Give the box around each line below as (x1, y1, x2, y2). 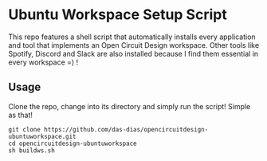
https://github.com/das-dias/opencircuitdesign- (43, 125, 209, 133)
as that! (8, 110, 33, 120)
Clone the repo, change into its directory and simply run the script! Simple (8, 101, 251, 111)
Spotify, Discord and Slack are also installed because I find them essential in (8, 49, 259, 58)
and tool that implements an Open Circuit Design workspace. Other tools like (8, 40, 260, 49)
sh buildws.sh (8, 146, 56, 155)
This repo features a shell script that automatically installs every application (8, 32, 257, 41)
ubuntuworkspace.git (8, 132, 77, 140)
